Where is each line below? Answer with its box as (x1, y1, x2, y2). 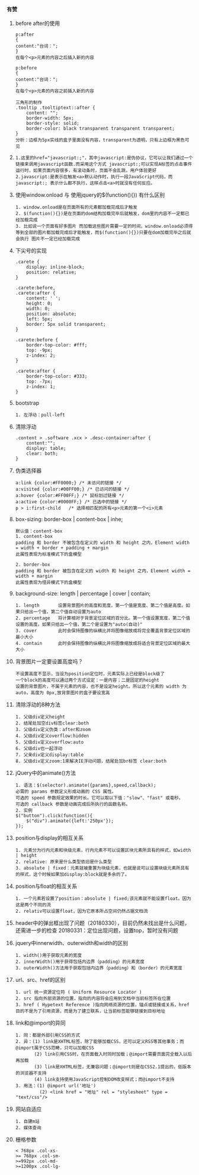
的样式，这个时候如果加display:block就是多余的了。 (15, 871, 130, 878)
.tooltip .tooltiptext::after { (15, 105, 95, 111)
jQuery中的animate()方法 (15, 770, 76, 777)
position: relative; (26, 269, 77, 276)
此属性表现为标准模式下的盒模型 (15, 552, 82, 557)
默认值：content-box (15, 528, 63, 534)
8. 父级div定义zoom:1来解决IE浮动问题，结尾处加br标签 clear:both (15, 758, 167, 764)
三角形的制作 (15, 100, 43, 106)
